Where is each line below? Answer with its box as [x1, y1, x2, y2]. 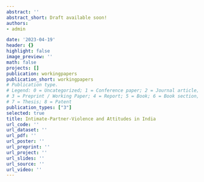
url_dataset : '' [6, 127, 47, 133]
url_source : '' [6, 161, 45, 167]
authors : [6, 20, 29, 26]
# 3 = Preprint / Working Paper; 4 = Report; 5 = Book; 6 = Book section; [6, 93, 200, 99]
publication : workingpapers [6, 70, 78, 76]
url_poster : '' [6, 138, 45, 144]
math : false [6, 59, 36, 66]
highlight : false [6, 48, 50, 55]
